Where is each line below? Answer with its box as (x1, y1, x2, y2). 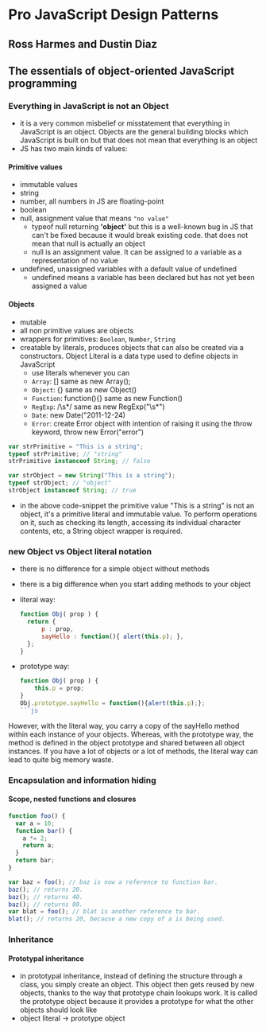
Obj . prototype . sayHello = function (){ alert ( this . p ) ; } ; (19, 699, 206, 707)
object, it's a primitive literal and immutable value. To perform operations (19, 509, 258, 519)
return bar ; (15, 857, 56, 865)
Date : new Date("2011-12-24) (31, 410, 125, 419)
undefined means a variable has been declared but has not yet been (31, 273, 256, 282)
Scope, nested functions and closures (8, 794, 137, 804)
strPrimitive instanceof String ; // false (8, 457, 151, 465)
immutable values (19, 180, 78, 189)
